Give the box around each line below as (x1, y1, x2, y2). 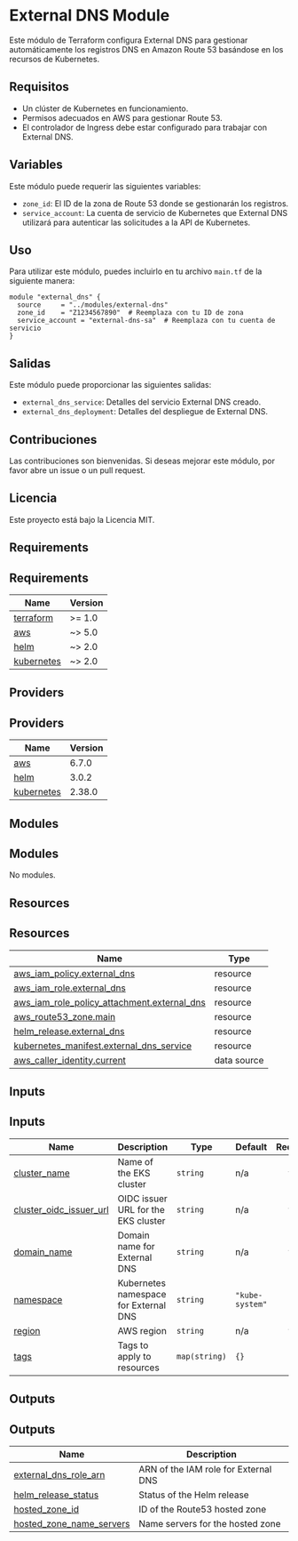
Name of (117, 1155, 153, 1168)
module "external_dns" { (9, 293, 101, 302)
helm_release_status (13, 1489, 99, 1501)
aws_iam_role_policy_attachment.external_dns (13, 996, 206, 1008)
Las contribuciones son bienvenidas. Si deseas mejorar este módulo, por (9, 455, 276, 466)
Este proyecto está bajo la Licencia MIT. (9, 514, 155, 525)
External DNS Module (9, 5, 170, 26)
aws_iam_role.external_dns (13, 982, 126, 994)
